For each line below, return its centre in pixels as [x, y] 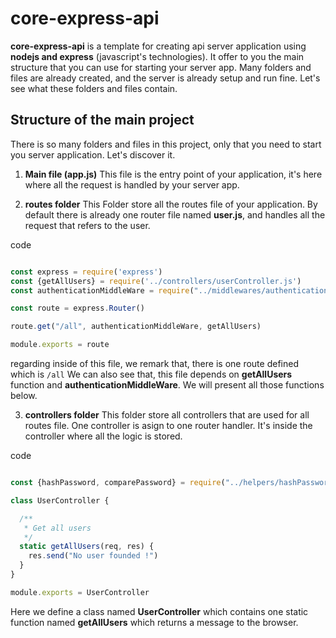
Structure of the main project [102, 120]
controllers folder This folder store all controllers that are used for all [167, 415]
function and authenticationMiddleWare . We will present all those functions [167, 385]
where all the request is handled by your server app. [132, 184]
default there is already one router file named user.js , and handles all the [175, 214]
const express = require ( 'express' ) [86, 272]
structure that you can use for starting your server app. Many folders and [161, 67]
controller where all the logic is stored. [103, 436]
